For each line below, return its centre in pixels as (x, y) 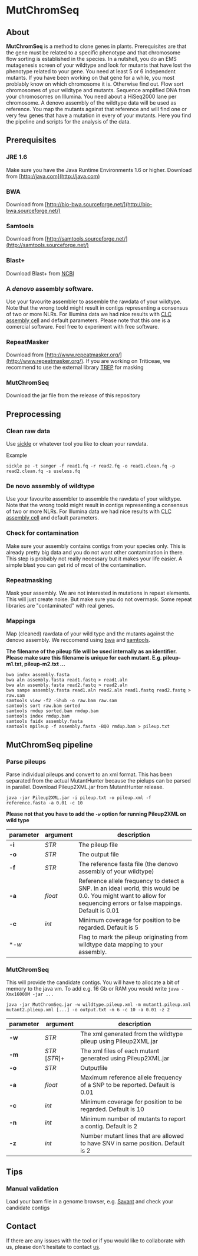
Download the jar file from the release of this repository (73, 395)
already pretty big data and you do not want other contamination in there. (95, 552)
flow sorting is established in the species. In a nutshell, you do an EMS (91, 59)
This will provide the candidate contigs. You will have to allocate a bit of (93, 982)
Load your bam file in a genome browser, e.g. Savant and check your (90, 1202)
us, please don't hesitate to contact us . (53, 1247)
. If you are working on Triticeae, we (127, 361)
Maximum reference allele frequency (131, 1078)
